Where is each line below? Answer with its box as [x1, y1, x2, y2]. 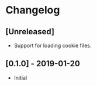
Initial [13, 74, 27, 81]
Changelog [5, 3, 60, 17]
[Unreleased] [5, 27, 55, 37]
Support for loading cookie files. [13, 42, 92, 49]
